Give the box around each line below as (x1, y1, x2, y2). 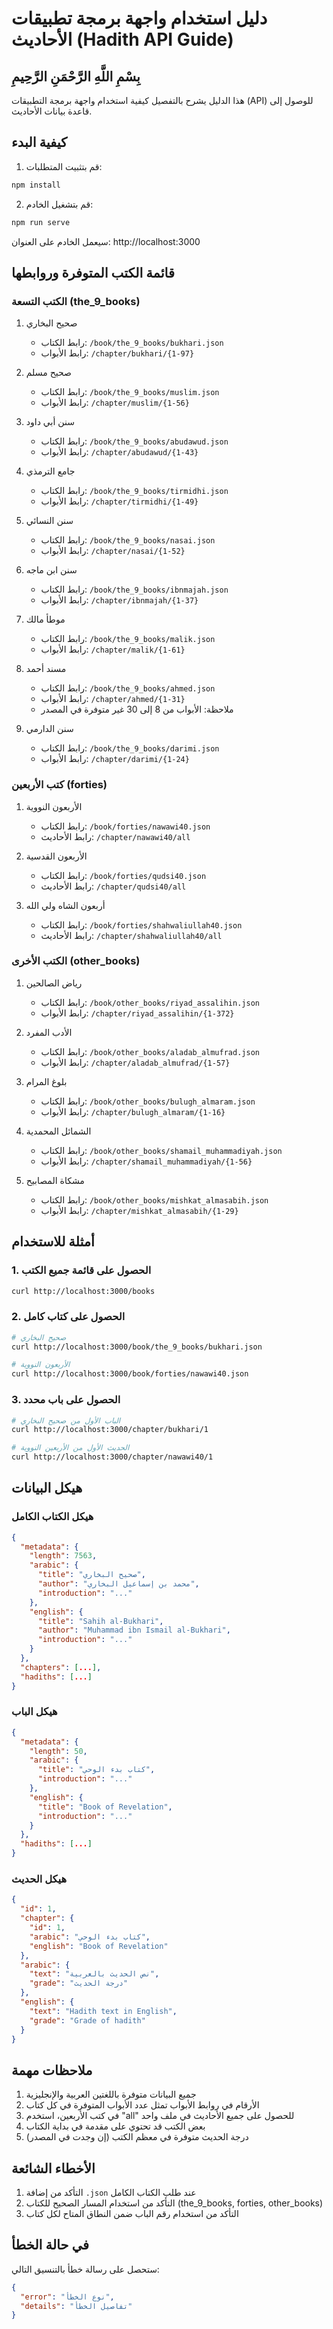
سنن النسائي (25, 515, 74, 527)
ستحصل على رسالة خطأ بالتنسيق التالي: (11, 2263, 160, 2275)
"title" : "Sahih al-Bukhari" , (37, 1616, 164, 1626)
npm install (11, 180, 61, 190)
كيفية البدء (11, 134, 68, 151)
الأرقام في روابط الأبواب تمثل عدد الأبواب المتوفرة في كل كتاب (25, 2099, 260, 2111)
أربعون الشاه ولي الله (25, 899, 106, 911)
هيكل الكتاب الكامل (11, 1510, 94, 1524)
